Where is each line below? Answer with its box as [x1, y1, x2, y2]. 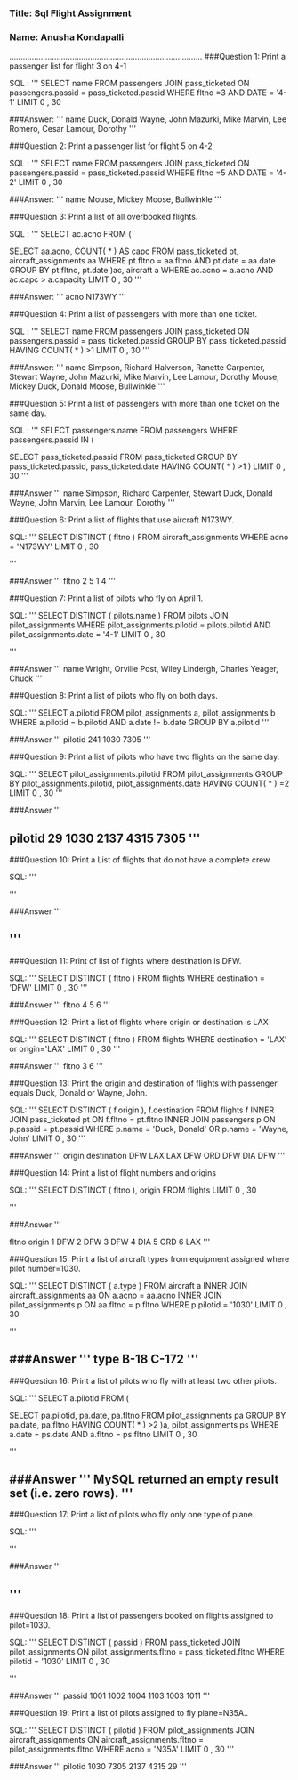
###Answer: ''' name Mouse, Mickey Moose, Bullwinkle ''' [9, 194, 222, 205]
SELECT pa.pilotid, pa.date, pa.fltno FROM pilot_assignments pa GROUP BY [9, 1410, 286, 1420]
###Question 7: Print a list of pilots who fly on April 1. [9, 593, 204, 603]
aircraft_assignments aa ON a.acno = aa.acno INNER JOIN [9, 1290, 222, 1300]
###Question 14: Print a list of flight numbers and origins [9, 1167, 216, 1177]
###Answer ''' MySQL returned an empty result [9, 1472, 279, 1487]
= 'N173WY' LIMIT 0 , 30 [9, 541, 100, 552]
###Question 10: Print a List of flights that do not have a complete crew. [9, 854, 272, 865]
